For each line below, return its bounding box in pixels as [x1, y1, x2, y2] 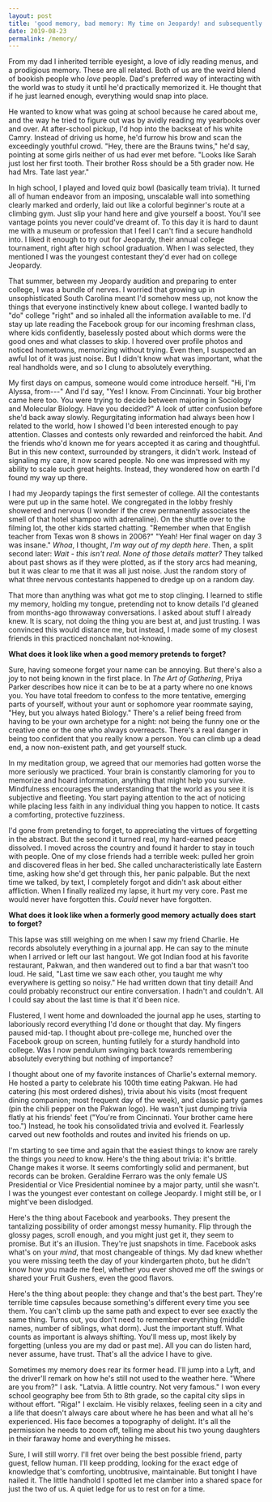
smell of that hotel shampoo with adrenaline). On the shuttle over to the [8, 514, 245, 524]
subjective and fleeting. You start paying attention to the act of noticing [8, 792, 245, 803]
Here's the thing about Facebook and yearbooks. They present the [8, 1213, 231, 1223]
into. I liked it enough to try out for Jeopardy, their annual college [8, 234, 225, 244]
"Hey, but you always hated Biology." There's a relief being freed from [8, 708, 242, 718]
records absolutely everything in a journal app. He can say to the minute [8, 943, 249, 953]
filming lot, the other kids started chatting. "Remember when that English [8, 523, 251, 533]
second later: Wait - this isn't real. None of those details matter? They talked [8, 549, 263, 559]
